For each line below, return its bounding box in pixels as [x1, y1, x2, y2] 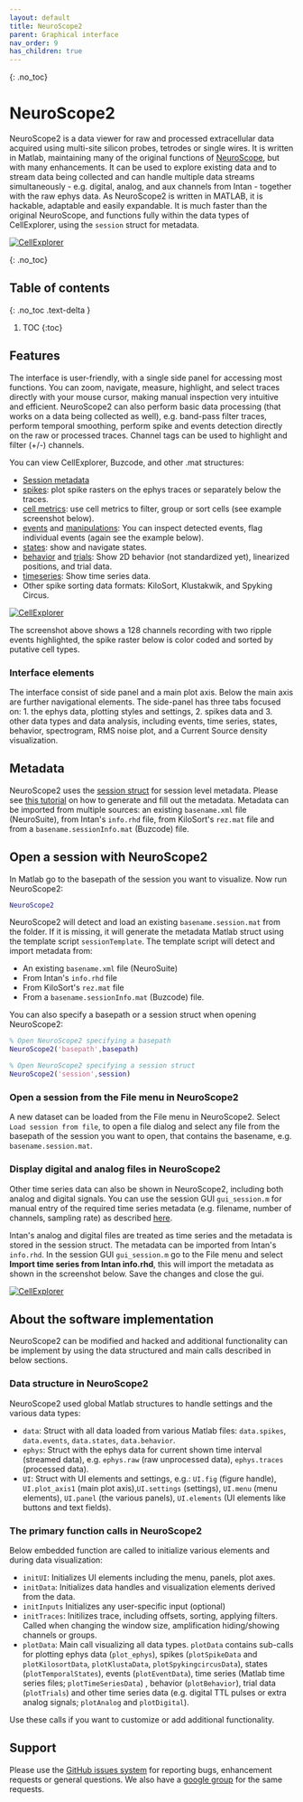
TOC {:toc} [22, 322, 63, 332]
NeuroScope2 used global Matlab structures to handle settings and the [9, 1397, 273, 1409]
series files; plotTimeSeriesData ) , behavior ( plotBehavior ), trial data [22, 1677, 277, 1688]
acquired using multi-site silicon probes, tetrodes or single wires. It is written [9, 143, 294, 154]
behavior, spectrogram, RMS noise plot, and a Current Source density [9, 724, 268, 736]
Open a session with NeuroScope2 [9, 850, 208, 865]
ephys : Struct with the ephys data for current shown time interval [22, 1444, 262, 1455]
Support [9, 1741, 57, 1756]
